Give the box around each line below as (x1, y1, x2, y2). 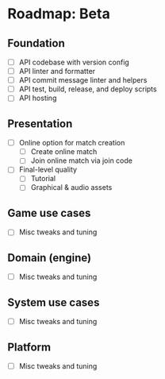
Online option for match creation (18, 138, 125, 148)
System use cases (7, 296, 100, 309)
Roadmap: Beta (7, 5, 110, 23)
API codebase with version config (18, 57, 130, 67)
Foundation (7, 37, 65, 50)
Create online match (30, 147, 98, 157)
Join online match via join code (30, 156, 132, 165)
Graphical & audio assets (30, 183, 113, 192)
